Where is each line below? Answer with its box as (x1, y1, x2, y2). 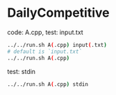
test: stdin (7, 67, 36, 75)
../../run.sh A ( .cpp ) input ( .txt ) (7, 41, 108, 48)
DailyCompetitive (7, 5, 110, 21)
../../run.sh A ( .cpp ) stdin (7, 80, 89, 88)
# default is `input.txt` (7, 47, 82, 55)
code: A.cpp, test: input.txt (7, 28, 83, 36)
